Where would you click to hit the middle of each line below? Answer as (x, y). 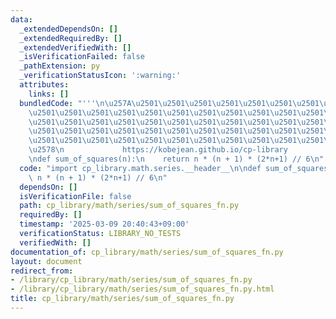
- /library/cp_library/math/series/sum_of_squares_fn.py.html (142, 289)
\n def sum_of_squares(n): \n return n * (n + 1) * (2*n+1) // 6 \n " (176, 159)
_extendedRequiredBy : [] (71, 38)
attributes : (44, 85)
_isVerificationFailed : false (82, 57)
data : (21, 19)
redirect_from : (42, 271)
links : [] (49, 94)
